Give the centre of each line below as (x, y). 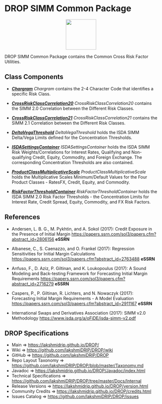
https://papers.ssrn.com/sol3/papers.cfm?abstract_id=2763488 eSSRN (83, 259)
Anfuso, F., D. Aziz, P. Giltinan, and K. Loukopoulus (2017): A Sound (79, 268)
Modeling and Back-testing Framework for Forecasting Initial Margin (80, 273)
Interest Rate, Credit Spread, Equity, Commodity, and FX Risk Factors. (81, 202)
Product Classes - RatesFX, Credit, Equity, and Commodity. (71, 182)
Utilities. (13, 62)
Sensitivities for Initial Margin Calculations (53, 253)
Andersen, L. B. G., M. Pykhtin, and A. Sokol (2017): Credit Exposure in (82, 229)
